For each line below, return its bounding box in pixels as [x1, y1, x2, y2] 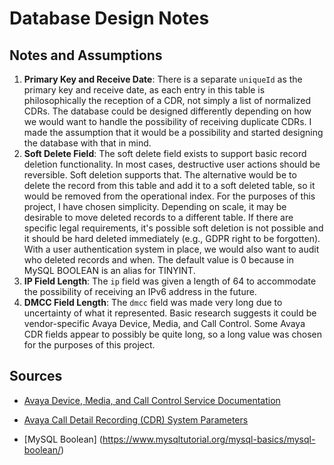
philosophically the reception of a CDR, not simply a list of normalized [23, 95, 311, 106]
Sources [9, 368, 63, 385]
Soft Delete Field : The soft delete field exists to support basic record [23, 148, 307, 159]
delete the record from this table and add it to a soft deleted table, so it [23, 180, 316, 191]
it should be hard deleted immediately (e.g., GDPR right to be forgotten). [23, 233, 321, 244]
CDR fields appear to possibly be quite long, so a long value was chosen [23, 328, 322, 340]
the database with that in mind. [23, 137, 152, 149]
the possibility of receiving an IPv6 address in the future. [23, 286, 257, 297]
